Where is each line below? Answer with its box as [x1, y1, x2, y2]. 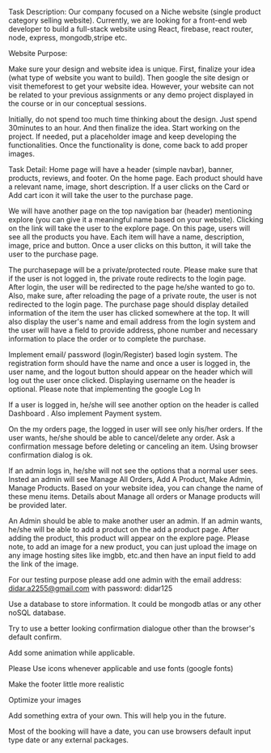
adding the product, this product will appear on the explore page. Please [8, 533, 250, 543]
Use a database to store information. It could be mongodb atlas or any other [8, 600, 261, 609]
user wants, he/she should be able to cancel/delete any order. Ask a [8, 433, 235, 442]
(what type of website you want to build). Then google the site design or [8, 73, 249, 82]
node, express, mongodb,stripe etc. [8, 32, 128, 42]
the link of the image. [8, 559, 79, 569]
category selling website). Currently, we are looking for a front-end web [8, 15, 248, 25]
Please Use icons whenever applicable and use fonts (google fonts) [8, 664, 234, 673]
